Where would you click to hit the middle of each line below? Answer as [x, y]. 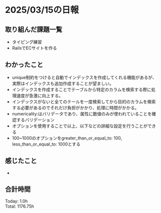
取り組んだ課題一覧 [34, 29]
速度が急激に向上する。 [40, 96]
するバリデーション [35, 120]
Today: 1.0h [16, 201]
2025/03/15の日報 [42, 10]
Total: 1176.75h [20, 206]
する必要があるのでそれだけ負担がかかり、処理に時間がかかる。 [75, 108]
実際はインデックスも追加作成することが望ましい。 [63, 83]
